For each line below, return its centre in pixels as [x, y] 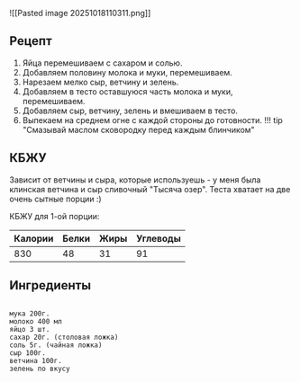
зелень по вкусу [40, 369]
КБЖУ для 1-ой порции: [55, 216]
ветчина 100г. [36, 361]
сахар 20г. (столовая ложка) [64, 338]
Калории [34, 238]
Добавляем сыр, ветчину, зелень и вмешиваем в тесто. [130, 111]
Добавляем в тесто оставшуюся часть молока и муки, [127, 91]
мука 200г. [30, 314]
